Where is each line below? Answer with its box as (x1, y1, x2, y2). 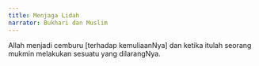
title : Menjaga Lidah (8, 11, 80, 20)
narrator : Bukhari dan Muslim (8, 19, 109, 27)
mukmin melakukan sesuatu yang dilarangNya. (8, 49, 161, 58)
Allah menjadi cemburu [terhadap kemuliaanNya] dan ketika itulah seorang (8, 40, 252, 49)
